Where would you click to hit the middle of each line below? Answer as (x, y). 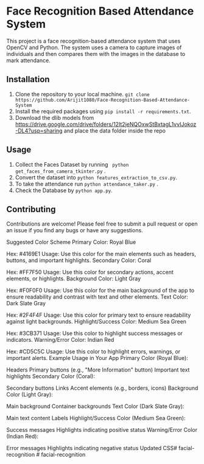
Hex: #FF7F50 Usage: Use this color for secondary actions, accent (90, 272)
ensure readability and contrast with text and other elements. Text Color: (97, 297)
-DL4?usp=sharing (39, 130)
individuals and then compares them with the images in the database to (96, 54)
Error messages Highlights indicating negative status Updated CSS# (92, 448)
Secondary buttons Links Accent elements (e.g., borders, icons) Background (102, 388)
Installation (28, 79)
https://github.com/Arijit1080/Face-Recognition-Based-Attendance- (102, 100)
